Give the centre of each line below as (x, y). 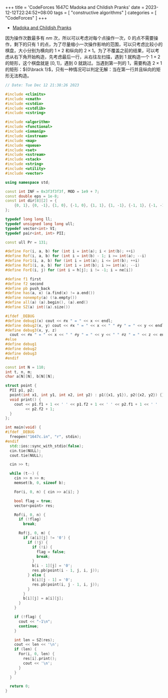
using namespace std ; (28, 182)
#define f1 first (23, 279)
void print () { (25, 399)
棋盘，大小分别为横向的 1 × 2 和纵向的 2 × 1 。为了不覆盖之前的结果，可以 (80, 50)
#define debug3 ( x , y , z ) (31, 330)
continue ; (28, 626)
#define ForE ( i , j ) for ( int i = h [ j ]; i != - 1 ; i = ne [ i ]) (69, 270)
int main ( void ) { (23, 427)
